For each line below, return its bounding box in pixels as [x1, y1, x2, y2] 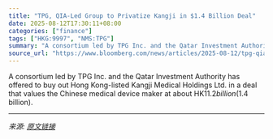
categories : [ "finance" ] [8, 27, 93, 35]
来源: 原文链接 [8, 122, 55, 131]
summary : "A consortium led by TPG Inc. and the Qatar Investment [8, 42, 238, 50]
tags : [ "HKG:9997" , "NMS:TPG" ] [8, 34, 115, 43]
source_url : [8, 49, 49, 57]
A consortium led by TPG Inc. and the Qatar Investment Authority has [8, 72, 240, 81]
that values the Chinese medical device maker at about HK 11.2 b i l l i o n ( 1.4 [8, 89, 249, 98]
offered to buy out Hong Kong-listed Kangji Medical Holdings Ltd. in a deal [8, 80, 258, 90]
